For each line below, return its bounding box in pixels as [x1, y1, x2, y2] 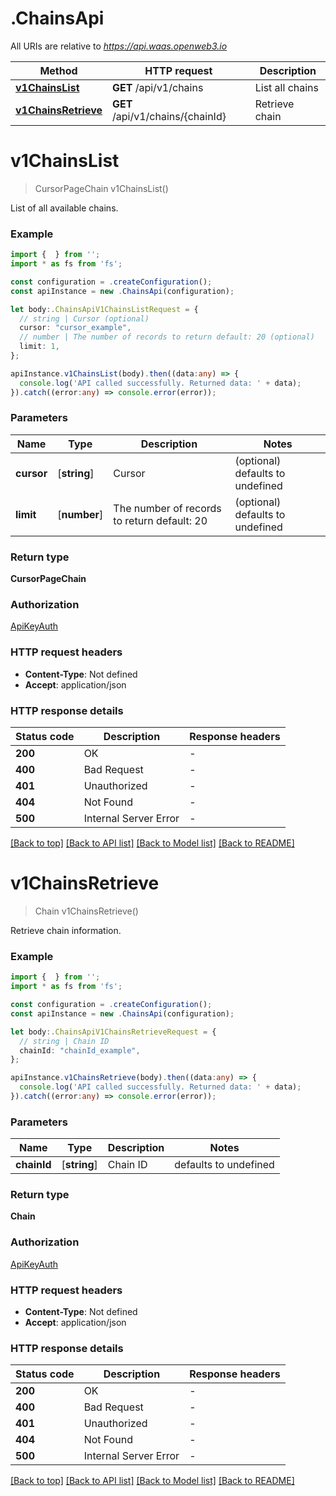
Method [39, 63, 78, 77]
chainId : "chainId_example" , [19, 1045, 141, 1056]
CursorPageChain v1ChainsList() [34, 182, 169, 194]
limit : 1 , [19, 342, 60, 352]
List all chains [254, 80, 320, 94]
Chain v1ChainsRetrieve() [34, 905, 139, 917]
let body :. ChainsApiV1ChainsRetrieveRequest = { [10, 1027, 217, 1037]
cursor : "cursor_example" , [19, 323, 132, 333]
